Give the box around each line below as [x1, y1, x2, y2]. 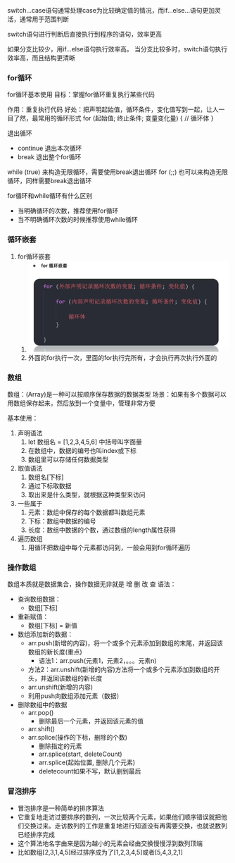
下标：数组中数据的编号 [27, 517, 96, 526]
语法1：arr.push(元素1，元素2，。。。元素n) [38, 657, 157, 665]
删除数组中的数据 [17, 700, 68, 709]
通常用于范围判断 [19, 15, 69, 23]
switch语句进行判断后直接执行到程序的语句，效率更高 [7, 30, 162, 38]
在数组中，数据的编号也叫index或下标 [27, 447, 137, 455]
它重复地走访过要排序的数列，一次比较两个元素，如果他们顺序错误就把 [17, 812, 222, 821]
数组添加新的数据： [17, 630, 74, 639]
